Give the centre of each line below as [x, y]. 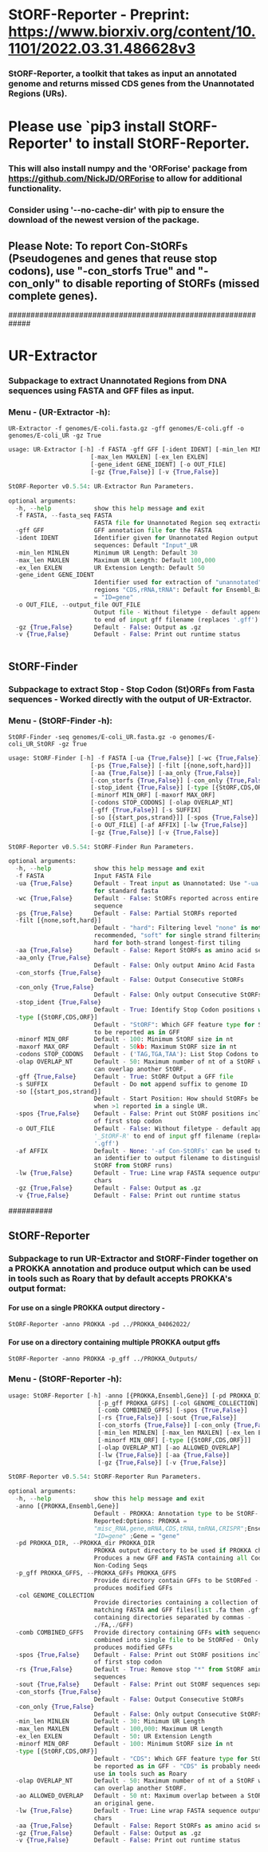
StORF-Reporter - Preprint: [99, 15]
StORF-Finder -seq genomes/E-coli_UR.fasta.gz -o [93, 737]
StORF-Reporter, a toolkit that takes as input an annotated [122, 74]
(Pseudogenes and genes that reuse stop [113, 258]
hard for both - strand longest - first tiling [167, 943]
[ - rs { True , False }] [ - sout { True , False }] [167, 1418]
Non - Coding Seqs [121, 1566]
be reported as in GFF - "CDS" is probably [167, 1766]
